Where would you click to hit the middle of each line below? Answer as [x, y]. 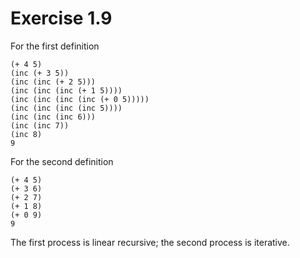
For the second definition [62, 161]
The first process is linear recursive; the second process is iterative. [150, 242]
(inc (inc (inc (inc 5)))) [66, 108]
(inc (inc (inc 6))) [53, 117]
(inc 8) [26, 134]
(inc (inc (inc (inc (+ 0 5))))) [80, 99]
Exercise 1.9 [61, 18]
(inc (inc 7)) [40, 125]
